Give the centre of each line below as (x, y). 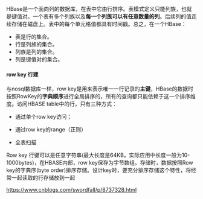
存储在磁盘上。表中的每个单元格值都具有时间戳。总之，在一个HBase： (99, 24)
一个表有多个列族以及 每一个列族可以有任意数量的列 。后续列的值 (112, 16)
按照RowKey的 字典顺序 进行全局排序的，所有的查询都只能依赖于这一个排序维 (101, 96)
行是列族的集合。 (36, 44)
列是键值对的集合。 (39, 59)
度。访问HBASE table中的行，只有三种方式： (62, 104)
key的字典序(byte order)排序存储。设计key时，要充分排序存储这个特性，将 (99, 170)
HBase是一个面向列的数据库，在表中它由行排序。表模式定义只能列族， (94, 9)
